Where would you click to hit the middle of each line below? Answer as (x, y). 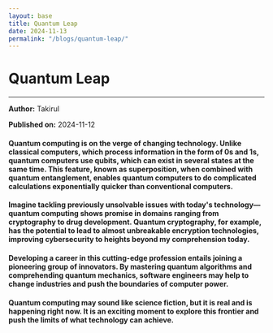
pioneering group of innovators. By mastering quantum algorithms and (130, 266)
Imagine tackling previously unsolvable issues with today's (110, 205)
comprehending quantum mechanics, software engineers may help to (129, 275)
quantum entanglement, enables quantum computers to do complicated (133, 177)
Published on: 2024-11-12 (52, 125)
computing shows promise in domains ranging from (130, 214)
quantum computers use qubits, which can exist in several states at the (131, 160)
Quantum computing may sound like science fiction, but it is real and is (130, 302)
